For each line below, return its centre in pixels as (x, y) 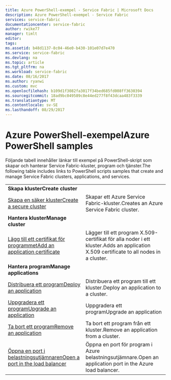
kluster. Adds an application (118, 245)
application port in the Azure (120, 364)
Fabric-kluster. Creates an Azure (124, 203)
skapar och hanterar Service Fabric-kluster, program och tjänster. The (78, 165)
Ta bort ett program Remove (41, 326)
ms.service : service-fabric (35, 53)
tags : (11, 43)
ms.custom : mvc (21, 86)
